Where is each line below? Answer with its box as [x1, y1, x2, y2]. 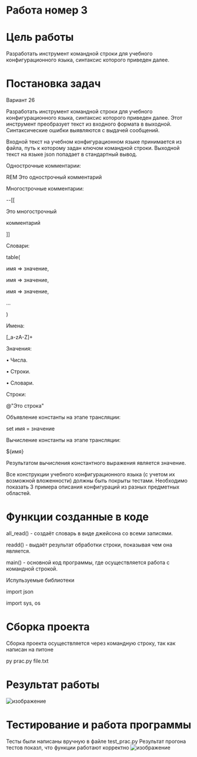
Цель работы [6, 31, 74, 44]
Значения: [6, 345, 32, 352]
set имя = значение [6, 425, 55, 432]
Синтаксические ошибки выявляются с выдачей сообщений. [6, 127, 160, 134]
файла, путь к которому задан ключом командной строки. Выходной [6, 145, 180, 152]
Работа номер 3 [6, 4, 88, 17]
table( [6, 254, 21, 261]
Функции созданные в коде [6, 510, 149, 524]
